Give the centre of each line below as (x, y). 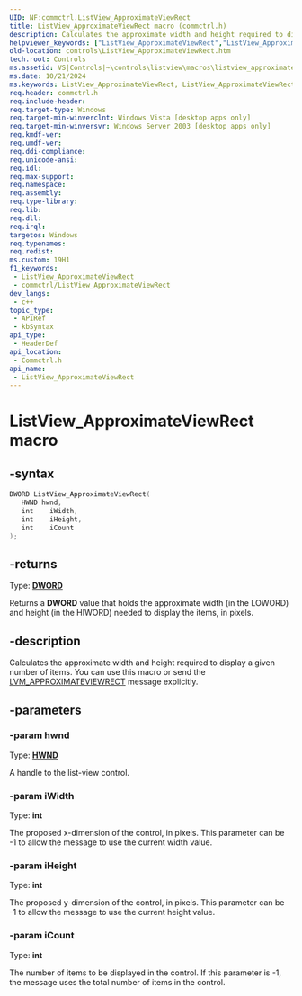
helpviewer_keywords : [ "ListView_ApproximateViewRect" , (116, 43)
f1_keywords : (34, 269)
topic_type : (31, 310)
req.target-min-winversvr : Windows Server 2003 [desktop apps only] (140, 127)
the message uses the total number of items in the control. (118, 982)
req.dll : (26, 218)
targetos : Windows (44, 235)
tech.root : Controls (48, 59)
